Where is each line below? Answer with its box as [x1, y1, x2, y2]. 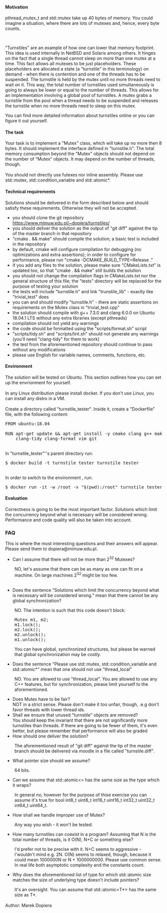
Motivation [5, 4, 28, 10]
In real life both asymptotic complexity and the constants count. [14, 862, 145, 868]
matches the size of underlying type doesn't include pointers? [12, 877, 140, 883]
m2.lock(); [14, 627, 41, 632]
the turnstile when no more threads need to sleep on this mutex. [5, 103, 137, 109]
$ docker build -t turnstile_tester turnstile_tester [5, 460, 139, 466]
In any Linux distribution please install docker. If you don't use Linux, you [5, 390, 154, 396]
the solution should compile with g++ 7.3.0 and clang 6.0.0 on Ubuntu [12, 310, 155, 316]
